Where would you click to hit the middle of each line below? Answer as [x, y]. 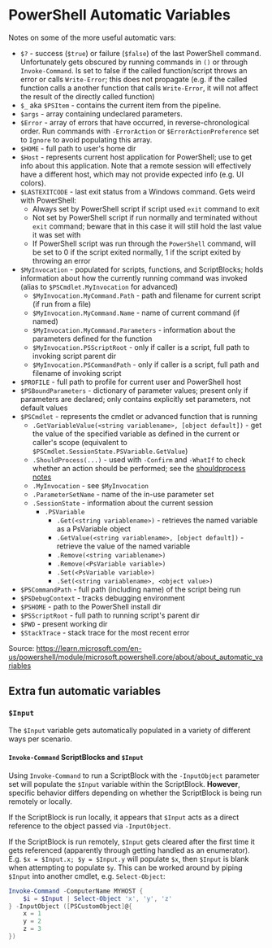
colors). [33, 183]
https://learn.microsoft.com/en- [89, 648]
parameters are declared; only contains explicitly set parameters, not [135, 399]
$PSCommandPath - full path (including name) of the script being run [130, 589]
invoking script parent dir [74, 356]
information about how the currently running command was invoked [134, 277]
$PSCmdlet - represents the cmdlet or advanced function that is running [139, 416]
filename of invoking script [77, 373]
